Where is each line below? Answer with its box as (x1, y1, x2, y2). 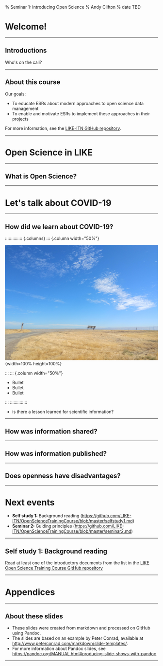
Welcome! (5, 21, 47, 32)
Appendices (5, 587, 55, 598)
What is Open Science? (5, 172, 77, 180)
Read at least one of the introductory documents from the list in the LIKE (5, 560, 149, 566)
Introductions (5, 46, 47, 55)
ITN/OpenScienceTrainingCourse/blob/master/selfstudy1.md (12, 518, 133, 524)
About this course (5, 78, 61, 87)
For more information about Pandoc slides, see (12, 646, 106, 651)
